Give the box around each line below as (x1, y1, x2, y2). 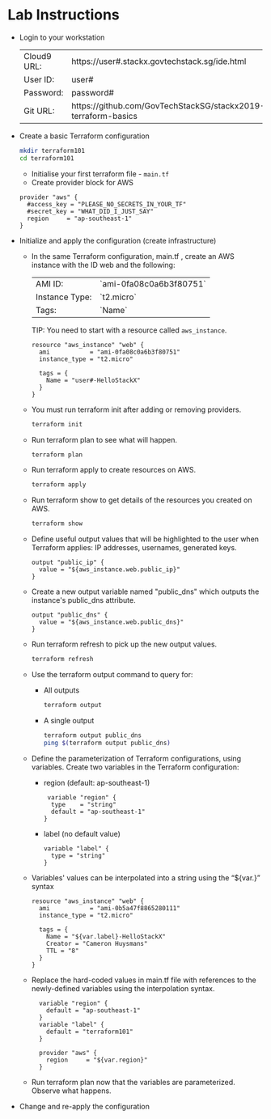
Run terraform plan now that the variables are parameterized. (31, 1077, 235, 1087)
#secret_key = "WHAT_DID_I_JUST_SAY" (27, 207, 155, 215)
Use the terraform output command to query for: (31, 670, 193, 680)
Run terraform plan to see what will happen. (31, 434, 178, 444)
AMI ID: (35, 278, 64, 289)
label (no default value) (43, 829, 121, 838)
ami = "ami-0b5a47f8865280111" (38, 904, 181, 912)
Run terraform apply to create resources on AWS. (31, 465, 197, 475)
